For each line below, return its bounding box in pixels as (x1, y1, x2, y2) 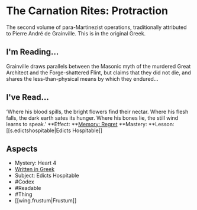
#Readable (14, 185, 41, 192)
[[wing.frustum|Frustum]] (14, 197, 77, 204)
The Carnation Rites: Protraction (6, 4, 169, 18)
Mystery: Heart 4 (14, 159, 57, 166)
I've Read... (6, 93, 49, 103)
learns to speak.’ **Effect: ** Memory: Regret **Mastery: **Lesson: (6, 120, 175, 127)
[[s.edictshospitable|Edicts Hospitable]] (6, 127, 102, 134)
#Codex (14, 178, 34, 185)
